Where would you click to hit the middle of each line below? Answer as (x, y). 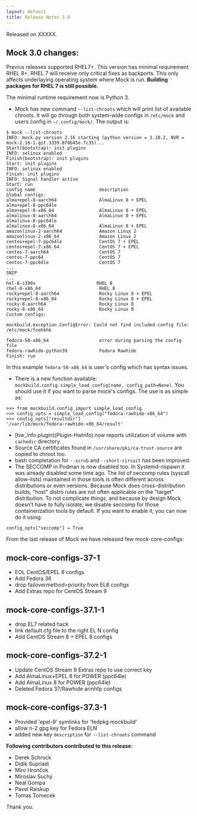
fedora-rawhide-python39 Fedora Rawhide (71, 351)
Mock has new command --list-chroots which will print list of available (103, 109)
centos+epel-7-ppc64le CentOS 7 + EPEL (73, 242)
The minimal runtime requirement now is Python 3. (68, 97)
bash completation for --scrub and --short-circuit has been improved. (103, 461)
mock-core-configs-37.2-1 (56, 655)
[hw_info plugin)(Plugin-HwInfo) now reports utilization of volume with (101, 435)
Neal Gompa (30, 783)
